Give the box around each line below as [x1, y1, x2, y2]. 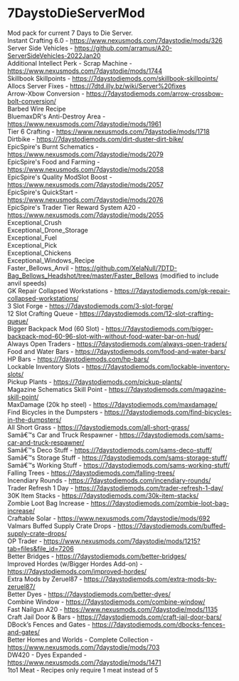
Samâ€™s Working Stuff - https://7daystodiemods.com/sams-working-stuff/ [7, 460, 230, 469]
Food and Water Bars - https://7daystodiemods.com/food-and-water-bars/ [7, 347, 226, 355]
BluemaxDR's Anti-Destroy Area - [7, 112, 106, 121]
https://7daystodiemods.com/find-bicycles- [104, 408, 232, 416]
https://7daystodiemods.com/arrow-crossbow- [85, 89, 224, 98]
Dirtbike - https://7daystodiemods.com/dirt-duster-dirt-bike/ [7, 134, 184, 143]
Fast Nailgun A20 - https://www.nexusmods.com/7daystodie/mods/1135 [7, 605, 218, 613]
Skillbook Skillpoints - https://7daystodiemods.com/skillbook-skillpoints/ [7, 74, 218, 83]
